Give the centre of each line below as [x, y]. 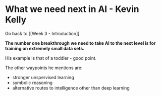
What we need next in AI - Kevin [72, 9]
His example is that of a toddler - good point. [51, 58]
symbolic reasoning [32, 83]
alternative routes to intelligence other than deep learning [71, 88]
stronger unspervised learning [43, 77]
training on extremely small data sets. [45, 48]
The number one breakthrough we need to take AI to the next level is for [80, 43]
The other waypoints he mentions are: [44, 68]
